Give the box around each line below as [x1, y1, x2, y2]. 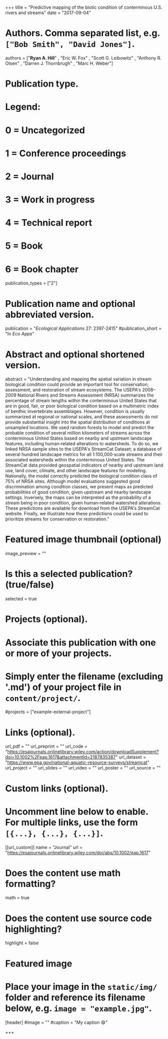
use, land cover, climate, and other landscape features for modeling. [5, 468, 147, 474]
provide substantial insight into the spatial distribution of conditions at [5, 419, 150, 425]
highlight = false [5, 940, 39, 946]
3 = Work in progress [5, 194, 95, 206]
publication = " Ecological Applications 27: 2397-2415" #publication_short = [5, 325, 162, 331]
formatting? [5, 878, 56, 890]
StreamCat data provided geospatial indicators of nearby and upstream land [5, 462, 163, 468]
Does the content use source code [5, 912, 152, 924]
